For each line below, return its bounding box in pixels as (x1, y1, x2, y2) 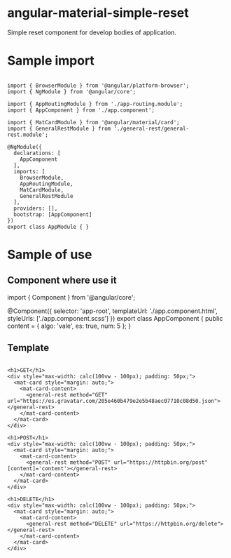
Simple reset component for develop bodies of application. (7, 28, 177, 36)
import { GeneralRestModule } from (7, 125, 111, 132)
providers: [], (13, 205, 58, 212)
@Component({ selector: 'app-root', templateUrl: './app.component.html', (7, 307, 218, 315)
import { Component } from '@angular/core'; (7, 293, 135, 301)
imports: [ (13, 168, 45, 175)
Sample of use (7, 247, 92, 263)
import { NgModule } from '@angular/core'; (7, 88, 136, 95)
